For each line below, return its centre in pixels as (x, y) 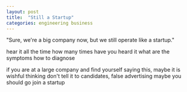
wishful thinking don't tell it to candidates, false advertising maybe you (94, 76)
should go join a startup (36, 82)
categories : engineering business (50, 23)
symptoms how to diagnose (41, 58)
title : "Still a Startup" (40, 17)
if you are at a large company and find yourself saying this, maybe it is (93, 70)
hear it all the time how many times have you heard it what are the (88, 52)
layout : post (23, 12)
